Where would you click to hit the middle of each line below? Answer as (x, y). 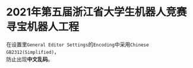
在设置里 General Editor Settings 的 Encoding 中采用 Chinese (78, 44)
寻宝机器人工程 (43, 27)
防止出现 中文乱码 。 (30, 59)
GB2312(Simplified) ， (33, 51)
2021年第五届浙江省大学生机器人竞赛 (96, 12)
